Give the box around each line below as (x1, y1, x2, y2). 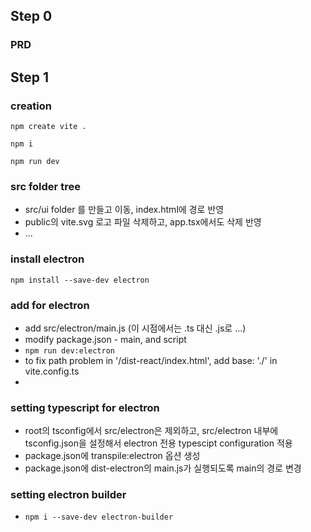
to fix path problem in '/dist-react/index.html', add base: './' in (24, 354, 278, 366)
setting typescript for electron (10, 400, 160, 414)
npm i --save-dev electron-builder (24, 512, 174, 523)
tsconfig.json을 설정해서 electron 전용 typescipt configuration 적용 (24, 437, 293, 449)
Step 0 (10, 8, 53, 25)
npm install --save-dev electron (10, 275, 150, 285)
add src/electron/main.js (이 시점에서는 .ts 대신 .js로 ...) (24, 322, 247, 334)
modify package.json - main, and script (24, 333, 187, 345)
